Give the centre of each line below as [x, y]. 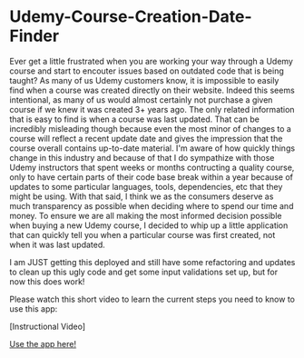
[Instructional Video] [48, 326]
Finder [34, 36]
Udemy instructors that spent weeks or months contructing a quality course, [152, 167]
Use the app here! [43, 343]
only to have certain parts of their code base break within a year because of [151, 177]
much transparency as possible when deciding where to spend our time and [152, 205]
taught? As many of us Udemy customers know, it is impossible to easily [144, 80]
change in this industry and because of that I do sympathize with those [142, 157]
